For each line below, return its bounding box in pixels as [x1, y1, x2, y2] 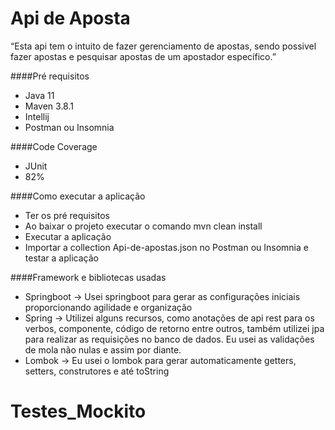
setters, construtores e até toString [24, 365, 170, 377]
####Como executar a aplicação [10, 190, 146, 202]
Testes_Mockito [10, 400, 147, 423]
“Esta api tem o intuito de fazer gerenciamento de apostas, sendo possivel [10, 40, 317, 52]
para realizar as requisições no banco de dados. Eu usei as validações [24, 333, 315, 345]
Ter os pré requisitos [24, 209, 110, 221]
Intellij [24, 110, 50, 122]
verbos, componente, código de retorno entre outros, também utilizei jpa [24, 322, 325, 334]
